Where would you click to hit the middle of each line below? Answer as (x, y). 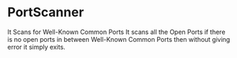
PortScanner (46, 12)
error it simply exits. (36, 47)
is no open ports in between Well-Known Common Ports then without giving (119, 39)
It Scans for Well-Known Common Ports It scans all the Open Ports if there (116, 32)
